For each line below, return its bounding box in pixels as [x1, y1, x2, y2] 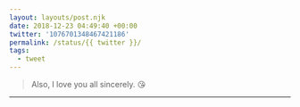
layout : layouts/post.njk [9, 12, 105, 22]
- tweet [17, 54, 46, 63]
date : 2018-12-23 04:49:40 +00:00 [9, 21, 138, 30]
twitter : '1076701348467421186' [9, 29, 129, 38]
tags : [9, 46, 29, 55]
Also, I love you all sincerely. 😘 [30, 79, 146, 89]
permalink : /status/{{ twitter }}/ [9, 37, 142, 47]
